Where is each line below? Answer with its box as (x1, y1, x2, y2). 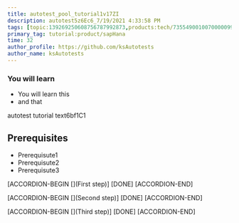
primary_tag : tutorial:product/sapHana (7, 30, 126, 38)
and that (17, 98, 43, 106)
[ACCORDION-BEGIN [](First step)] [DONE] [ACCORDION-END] (7, 180, 193, 188)
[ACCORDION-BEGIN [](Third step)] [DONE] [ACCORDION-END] (7, 207, 196, 216)
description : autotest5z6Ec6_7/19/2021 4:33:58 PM (7, 17, 161, 24)
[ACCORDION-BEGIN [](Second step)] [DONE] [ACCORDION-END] (7, 193, 203, 202)
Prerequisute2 (17, 158, 60, 167)
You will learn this (17, 90, 70, 98)
